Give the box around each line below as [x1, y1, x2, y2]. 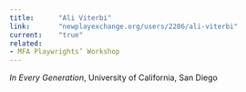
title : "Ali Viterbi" [9, 13, 112, 23]
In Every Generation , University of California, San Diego [9, 72, 219, 83]
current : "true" [9, 30, 84, 39]
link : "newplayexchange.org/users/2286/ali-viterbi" [9, 22, 239, 31]
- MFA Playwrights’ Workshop [9, 47, 120, 56]
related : [9, 38, 43, 48]
